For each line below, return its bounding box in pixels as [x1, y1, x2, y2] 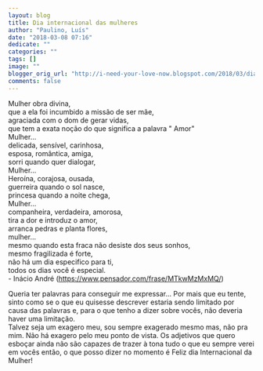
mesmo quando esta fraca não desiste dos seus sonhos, [8, 240, 191, 249]
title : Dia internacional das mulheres [8, 19, 139, 27]
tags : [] [8, 56, 37, 64]
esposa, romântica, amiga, [8, 148, 94, 158]
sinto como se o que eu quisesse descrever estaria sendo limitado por [8, 297, 235, 307]
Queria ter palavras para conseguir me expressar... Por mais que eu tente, [8, 289, 247, 298]
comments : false [8, 77, 61, 85]
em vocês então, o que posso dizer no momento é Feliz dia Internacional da [8, 347, 253, 357]
